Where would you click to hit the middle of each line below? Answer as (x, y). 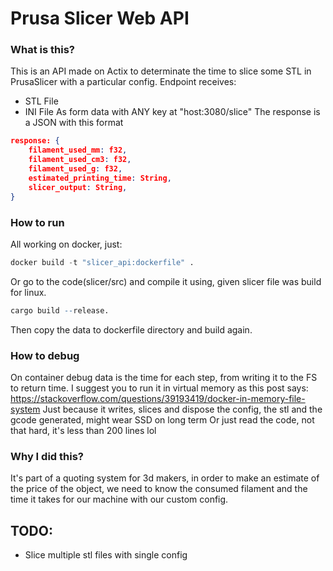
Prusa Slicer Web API (100, 18)
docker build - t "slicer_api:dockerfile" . (102, 262)
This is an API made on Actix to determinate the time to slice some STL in (161, 71)
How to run (37, 222)
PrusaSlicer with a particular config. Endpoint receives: (123, 82)
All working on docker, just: (66, 244)
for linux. (28, 292)
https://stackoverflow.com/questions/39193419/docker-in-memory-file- (158, 398)
